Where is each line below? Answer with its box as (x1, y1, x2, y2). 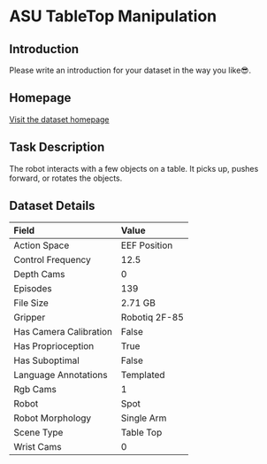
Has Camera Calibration (13, 326, 113, 338)
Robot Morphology (13, 412, 92, 424)
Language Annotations (13, 369, 108, 382)
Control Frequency (13, 254, 91, 267)
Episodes (13, 282, 52, 295)
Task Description (9, 140, 105, 155)
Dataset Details (9, 198, 95, 213)
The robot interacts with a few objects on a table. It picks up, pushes (9, 163, 259, 174)
